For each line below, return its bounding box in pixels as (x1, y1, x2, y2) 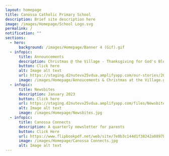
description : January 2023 (18, 92, 75, 97)
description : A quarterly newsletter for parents (18, 124, 125, 129)
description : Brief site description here (5, 17, 96, 22)
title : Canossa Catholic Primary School (5, 12, 92, 17)
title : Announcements (18, 54, 64, 59)
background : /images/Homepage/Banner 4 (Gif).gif (18, 45, 125, 50)
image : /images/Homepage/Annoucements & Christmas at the (18, 77, 143, 83)
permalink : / (5, 26, 33, 31)
